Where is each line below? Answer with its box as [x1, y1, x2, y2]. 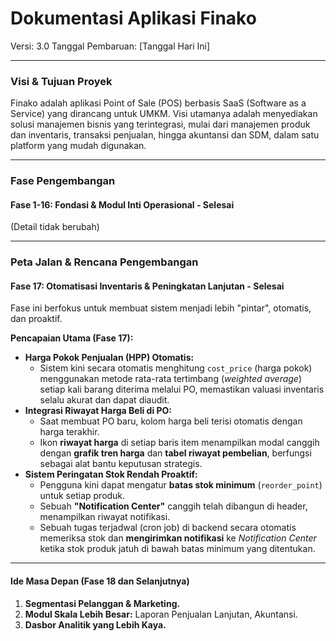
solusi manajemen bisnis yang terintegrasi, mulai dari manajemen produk [10, 118, 311, 131]
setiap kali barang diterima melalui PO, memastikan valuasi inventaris [39, 383, 325, 396]
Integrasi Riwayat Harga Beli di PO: [24, 405, 173, 417]
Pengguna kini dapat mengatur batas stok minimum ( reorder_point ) [39, 479, 323, 491]
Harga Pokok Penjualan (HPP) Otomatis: [24, 352, 195, 364]
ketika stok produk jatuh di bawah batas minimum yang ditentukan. [39, 543, 316, 555]
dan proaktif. [10, 313, 63, 325]
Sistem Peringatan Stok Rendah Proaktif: [24, 468, 198, 481]
